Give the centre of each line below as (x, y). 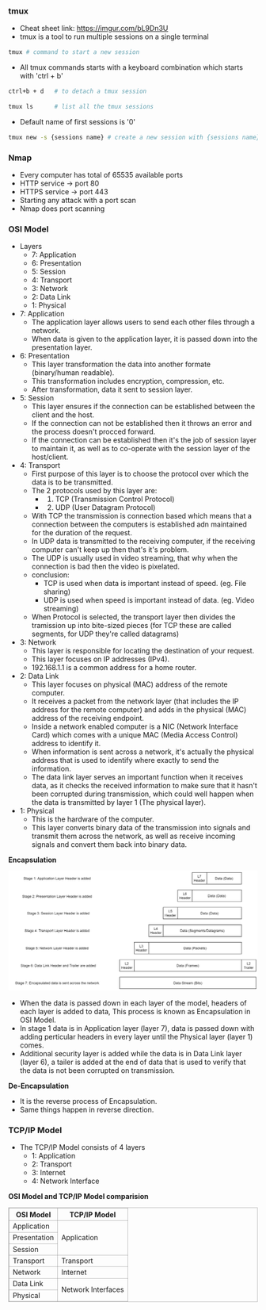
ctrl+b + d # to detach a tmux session (78, 92)
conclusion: (50, 575)
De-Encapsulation (39, 1086)
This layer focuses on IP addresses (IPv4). (101, 659)
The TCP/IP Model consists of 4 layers (82, 1147)
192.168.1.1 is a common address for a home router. (114, 668)
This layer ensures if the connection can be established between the (143, 407)
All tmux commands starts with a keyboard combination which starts (131, 67)
